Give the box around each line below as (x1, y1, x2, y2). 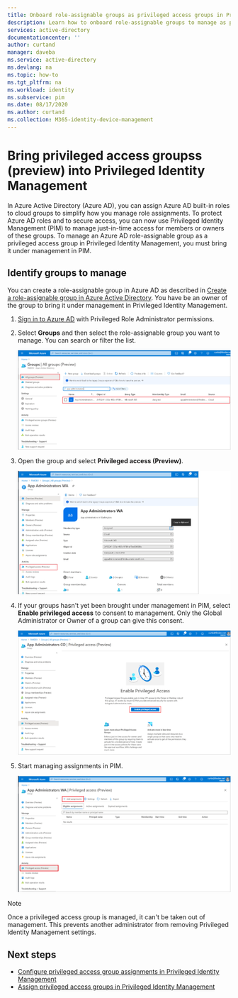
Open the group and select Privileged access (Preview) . (17, 457, 184, 465)
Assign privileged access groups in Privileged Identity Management (17, 982, 215, 991)
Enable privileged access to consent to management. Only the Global (17, 609, 222, 617)
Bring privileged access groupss (7, 148, 203, 164)
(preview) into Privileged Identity (7, 163, 205, 179)
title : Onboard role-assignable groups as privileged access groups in (7, 11, 223, 18)
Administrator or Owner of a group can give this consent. (17, 616, 184, 624)
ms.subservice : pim (7, 94, 65, 101)
